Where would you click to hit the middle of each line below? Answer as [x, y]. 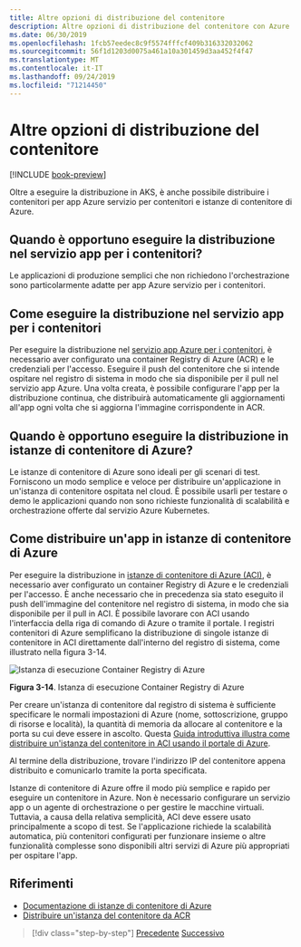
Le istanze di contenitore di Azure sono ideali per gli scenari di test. [135, 472]
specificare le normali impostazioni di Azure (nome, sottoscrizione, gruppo [149, 714]
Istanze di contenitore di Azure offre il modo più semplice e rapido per [140, 788]
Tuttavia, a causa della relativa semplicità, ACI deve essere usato [130, 817]
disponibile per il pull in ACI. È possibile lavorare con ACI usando [130, 614]
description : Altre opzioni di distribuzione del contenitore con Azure [150, 26]
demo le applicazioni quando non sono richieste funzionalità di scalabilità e [150, 501]
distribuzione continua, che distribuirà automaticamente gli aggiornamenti [147, 398]
